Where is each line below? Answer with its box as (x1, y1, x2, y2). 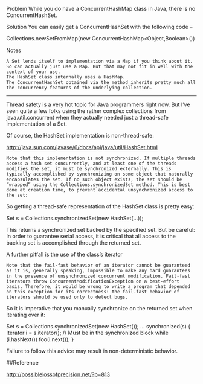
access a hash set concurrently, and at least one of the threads (6, 161, 177, 167)
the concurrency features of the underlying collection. (6, 85, 153, 91)
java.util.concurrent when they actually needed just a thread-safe (6, 114, 169, 121)
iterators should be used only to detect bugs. (6, 294, 129, 300)
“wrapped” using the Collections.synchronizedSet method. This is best (6, 182, 190, 188)
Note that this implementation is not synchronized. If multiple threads (6, 155, 196, 161)
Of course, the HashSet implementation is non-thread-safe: (6, 132, 154, 139)
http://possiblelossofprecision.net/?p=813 (6, 371, 111, 378)
